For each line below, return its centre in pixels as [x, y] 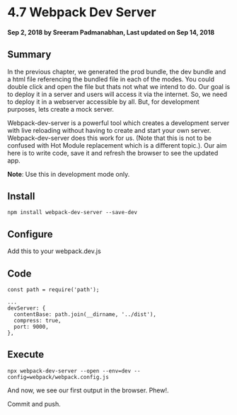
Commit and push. [34, 404]
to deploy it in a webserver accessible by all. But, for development [103, 101]
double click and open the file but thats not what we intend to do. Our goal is [119, 86]
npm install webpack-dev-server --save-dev [73, 213]
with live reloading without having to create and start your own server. [109, 130]
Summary [29, 55]
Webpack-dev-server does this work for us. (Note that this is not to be [110, 138]
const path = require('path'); [53, 290]
